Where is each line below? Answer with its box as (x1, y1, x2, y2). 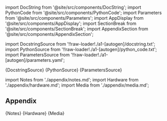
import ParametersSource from (5, 52, 70, 58)
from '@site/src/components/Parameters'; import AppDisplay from (5, 15, 144, 21)
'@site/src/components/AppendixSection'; (5, 31, 94, 37)
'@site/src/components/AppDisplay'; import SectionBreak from (5, 20, 137, 26)
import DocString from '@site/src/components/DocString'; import (5, 5, 141, 10)
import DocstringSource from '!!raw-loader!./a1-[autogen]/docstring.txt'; (5, 41, 155, 47)
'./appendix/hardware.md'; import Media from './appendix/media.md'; (5, 82, 149, 88)
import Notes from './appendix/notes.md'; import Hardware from (5, 77, 139, 83)
